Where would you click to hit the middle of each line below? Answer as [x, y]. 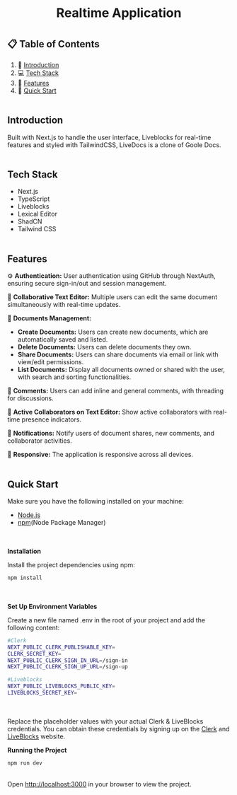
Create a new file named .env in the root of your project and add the [106, 620]
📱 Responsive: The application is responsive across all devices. [100, 455]
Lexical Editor [37, 214]
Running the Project [37, 750]
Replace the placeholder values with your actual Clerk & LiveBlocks [105, 721]
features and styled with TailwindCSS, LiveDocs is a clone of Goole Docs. [114, 145]
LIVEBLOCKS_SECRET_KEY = [42, 693]
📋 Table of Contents [54, 44]
